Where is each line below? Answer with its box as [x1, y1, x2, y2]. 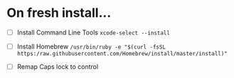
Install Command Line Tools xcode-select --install [16, 28, 170, 37]
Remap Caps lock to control [16, 63, 99, 71]
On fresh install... [6, 5, 112, 21]
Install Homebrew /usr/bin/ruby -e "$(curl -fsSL [16, 42, 166, 51]
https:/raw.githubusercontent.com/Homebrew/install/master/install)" [16, 51, 228, 58]
